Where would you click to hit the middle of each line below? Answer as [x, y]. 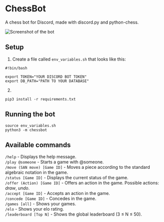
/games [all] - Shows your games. [41, 204]
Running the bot [30, 114]
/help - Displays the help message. [41, 157]
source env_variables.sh [31, 126]
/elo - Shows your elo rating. [34, 209]
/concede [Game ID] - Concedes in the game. [51, 199]
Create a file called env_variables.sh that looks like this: [69, 59]
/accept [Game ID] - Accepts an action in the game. [58, 193]
